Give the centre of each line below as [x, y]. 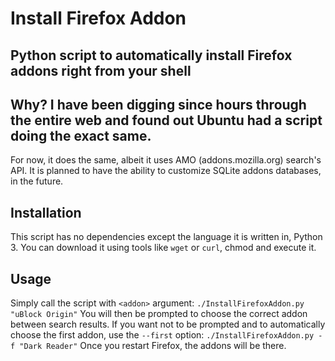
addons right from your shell [101, 70]
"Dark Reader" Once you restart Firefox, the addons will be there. [153, 346]
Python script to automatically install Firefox [151, 55]
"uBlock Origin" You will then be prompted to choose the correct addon [159, 314]
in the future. [37, 181]
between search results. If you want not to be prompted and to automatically [168, 324]
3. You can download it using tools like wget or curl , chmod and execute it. [163, 248]
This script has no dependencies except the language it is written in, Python [166, 237]
